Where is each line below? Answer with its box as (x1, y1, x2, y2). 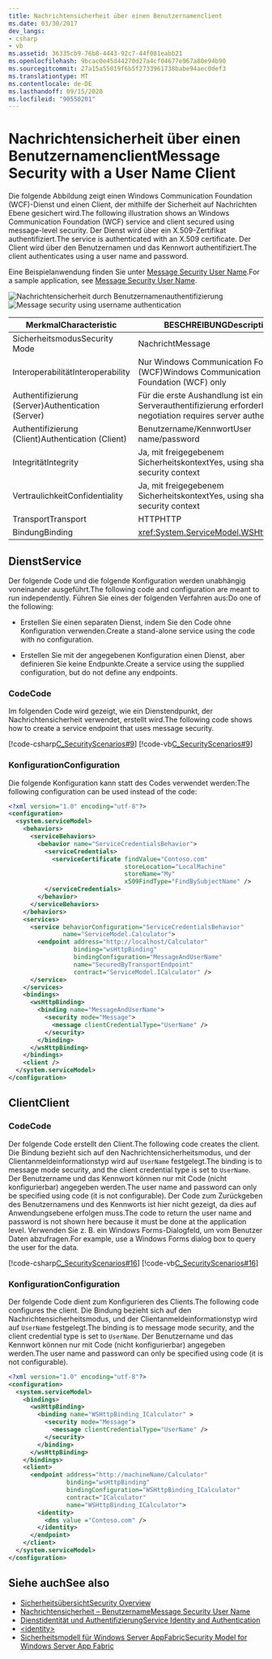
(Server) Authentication (12, 400, 100, 411)
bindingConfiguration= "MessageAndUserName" (73, 953, 223, 961)
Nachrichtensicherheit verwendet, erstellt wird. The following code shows (8, 715, 253, 724)
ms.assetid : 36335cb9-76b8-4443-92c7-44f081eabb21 (8, 49, 183, 58)
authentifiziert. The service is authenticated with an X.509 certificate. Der (8, 234, 252, 244)
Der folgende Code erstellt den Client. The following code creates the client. (8, 1139, 261, 1149)
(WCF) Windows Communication (138, 367, 261, 378)
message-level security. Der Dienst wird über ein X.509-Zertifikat (8, 226, 227, 235)
